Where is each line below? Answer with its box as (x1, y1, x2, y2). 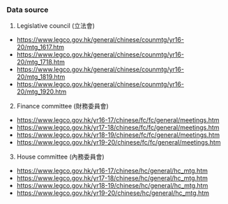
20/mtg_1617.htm (16, 43, 64, 52)
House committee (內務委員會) (16, 152, 105, 161)
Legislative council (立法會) (16, 22, 96, 30)
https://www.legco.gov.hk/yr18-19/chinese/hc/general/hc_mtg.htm (16, 182, 208, 190)
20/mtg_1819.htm (16, 73, 66, 81)
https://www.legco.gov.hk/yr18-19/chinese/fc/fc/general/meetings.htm (16, 131, 220, 139)
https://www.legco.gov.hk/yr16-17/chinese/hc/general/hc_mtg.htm (16, 166, 208, 175)
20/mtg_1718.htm (16, 58, 66, 66)
